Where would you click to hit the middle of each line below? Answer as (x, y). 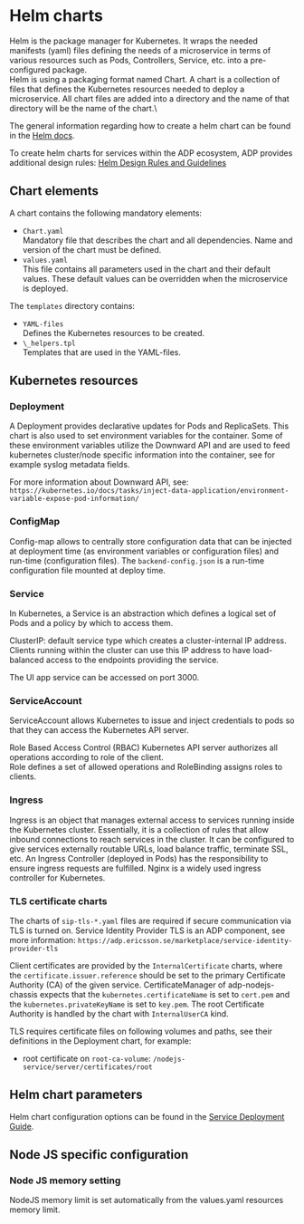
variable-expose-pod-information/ (75, 499)
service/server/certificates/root (87, 1067)
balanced (27, 660)
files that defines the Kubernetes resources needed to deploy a (127, 89)
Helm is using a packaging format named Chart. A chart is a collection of (145, 79)
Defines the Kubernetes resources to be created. (114, 333)
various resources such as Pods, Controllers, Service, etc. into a (129, 60)
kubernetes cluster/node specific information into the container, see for (142, 455)
